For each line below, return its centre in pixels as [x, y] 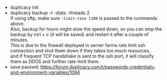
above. [17, 23]
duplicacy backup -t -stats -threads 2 [50, 13]
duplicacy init [24, 7]
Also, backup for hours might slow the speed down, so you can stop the [86, 29]
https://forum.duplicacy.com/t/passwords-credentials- [98, 67]
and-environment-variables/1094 [45, 72]
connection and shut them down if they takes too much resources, [80, 51]
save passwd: [25, 67]
